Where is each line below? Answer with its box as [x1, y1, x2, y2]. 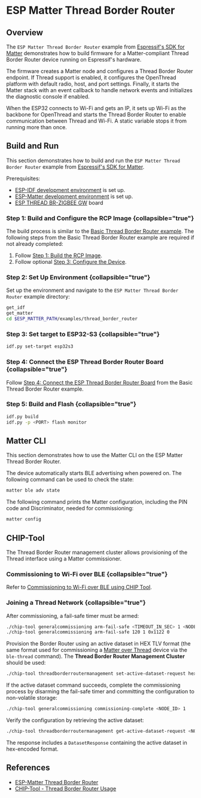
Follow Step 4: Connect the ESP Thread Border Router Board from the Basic [6, 379, 193, 386]
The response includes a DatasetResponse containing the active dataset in [6, 739, 187, 746]
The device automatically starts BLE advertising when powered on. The [6, 470, 182, 477]
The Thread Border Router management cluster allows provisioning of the [6, 549, 188, 556]
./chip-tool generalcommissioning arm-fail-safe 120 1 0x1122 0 [6, 629, 170, 635]
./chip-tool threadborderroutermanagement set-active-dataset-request [6, 671, 186, 677]
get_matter [6, 310, 33, 316]
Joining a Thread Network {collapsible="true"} [6, 599, 146, 607]
